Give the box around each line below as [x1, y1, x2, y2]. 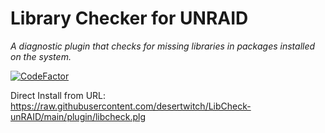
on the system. [10, 50, 72, 62]
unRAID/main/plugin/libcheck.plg [10, 110, 146, 122]
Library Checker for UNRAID [10, 7, 249, 30]
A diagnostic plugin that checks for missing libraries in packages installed [10, 40, 316, 52]
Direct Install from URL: [10, 89, 107, 101]
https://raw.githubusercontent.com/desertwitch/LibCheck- [10, 100, 252, 112]
